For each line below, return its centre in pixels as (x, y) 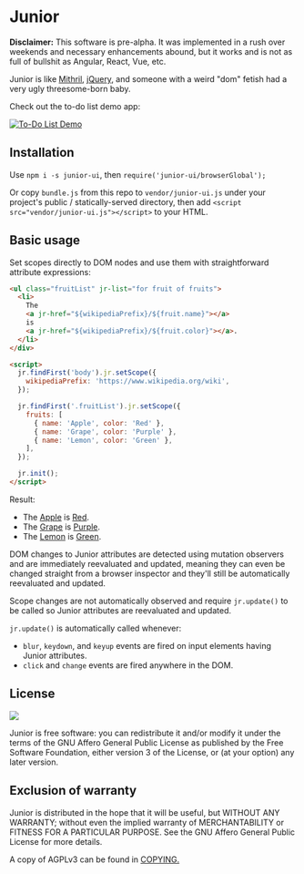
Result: (22, 499)
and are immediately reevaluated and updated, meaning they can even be (147, 563)
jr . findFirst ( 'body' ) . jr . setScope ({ (87, 373)
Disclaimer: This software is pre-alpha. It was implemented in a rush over (147, 42)
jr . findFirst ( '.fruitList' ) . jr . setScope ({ (99, 406)
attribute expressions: (50, 272)
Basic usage (45, 240)
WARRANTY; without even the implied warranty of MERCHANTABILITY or (147, 822)
